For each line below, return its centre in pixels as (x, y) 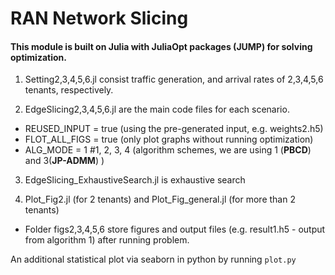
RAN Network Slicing (99, 18)
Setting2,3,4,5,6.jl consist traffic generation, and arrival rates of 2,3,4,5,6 (174, 79)
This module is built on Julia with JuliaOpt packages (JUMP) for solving (161, 46)
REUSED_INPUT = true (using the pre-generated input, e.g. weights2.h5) (174, 129)
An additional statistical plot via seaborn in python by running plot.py (153, 259)
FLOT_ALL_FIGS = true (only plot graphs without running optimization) (169, 139)
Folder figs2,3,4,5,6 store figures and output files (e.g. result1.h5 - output (175, 229)
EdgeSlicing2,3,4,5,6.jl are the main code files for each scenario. (157, 109)
